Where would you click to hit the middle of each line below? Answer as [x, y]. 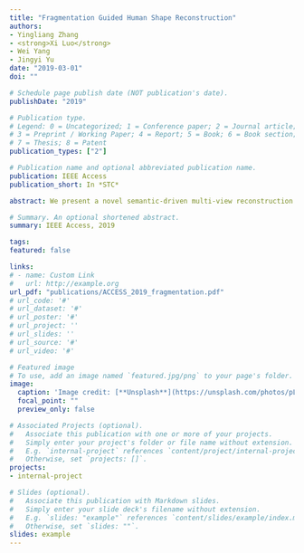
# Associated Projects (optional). [76, 425]
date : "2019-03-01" [46, 69]
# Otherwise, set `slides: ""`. [75, 526]
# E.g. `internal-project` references [87, 451]
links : [22, 267]
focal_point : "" [48, 401]
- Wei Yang [30, 52]
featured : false [40, 251]
